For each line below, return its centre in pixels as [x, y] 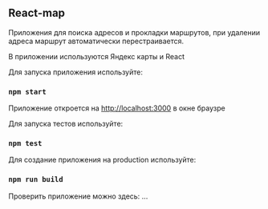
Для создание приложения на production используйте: [102, 160]
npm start [27, 92]
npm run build [36, 180]
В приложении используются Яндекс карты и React [97, 56]
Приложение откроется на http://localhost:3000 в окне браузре [117, 108]
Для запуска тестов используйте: [66, 124]
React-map [37, 13]
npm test [25, 144]
